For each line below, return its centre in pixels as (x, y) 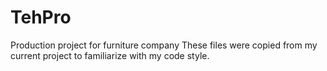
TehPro (41, 17)
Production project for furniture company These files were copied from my (164, 45)
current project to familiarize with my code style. (110, 55)
